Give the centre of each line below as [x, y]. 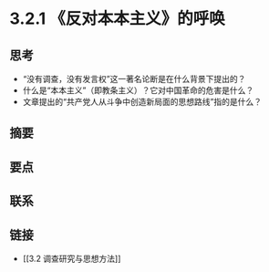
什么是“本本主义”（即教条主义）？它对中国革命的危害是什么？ [138, 90]
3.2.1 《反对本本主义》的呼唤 [118, 19]
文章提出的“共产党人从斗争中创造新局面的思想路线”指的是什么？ [142, 102]
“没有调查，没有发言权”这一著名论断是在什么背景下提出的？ [134, 79]
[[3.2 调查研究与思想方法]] [72, 258]
